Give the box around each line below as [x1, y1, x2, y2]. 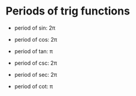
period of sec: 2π [14, 71, 58, 78]
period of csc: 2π [14, 59, 58, 66]
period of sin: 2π [14, 24, 55, 31]
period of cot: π [14, 83, 54, 90]
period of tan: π [14, 47, 53, 55]
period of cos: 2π [14, 36, 58, 43]
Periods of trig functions [5, 4, 131, 18]
